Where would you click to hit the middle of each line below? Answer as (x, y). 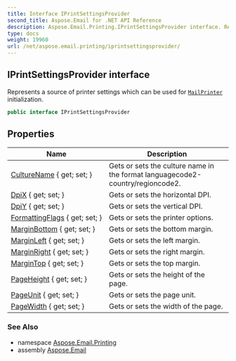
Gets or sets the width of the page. (166, 306)
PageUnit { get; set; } (45, 294)
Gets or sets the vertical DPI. (156, 206)
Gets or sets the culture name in (161, 166)
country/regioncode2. (145, 183)
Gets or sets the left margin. (154, 240)
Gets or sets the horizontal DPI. (160, 195)
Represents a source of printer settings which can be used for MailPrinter (115, 91)
